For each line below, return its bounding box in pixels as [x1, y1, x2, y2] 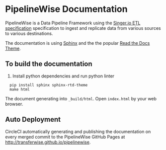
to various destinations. [5, 30, 53, 36]
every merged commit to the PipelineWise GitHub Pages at [5, 134, 125, 140]
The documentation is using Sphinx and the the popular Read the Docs [5, 40, 150, 46]
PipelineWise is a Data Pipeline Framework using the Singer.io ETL [5, 20, 141, 26]
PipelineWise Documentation [5, 3, 128, 15]
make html [9, 87, 30, 92]
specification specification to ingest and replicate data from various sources [5, 25, 161, 31]
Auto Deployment [5, 115, 61, 124]
